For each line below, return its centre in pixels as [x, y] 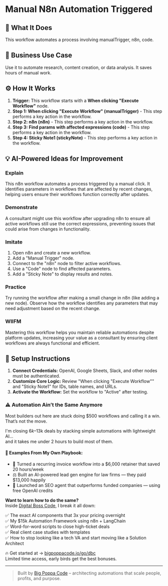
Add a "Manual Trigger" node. [43, 258]
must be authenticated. [36, 376]
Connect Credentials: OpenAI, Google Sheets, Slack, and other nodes [85, 370]
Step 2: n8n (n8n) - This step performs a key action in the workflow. [83, 121]
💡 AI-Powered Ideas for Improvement [64, 159]
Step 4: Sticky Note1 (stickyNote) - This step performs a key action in [85, 137]
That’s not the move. [26, 421]
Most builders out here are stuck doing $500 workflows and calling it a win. [83, 415]
